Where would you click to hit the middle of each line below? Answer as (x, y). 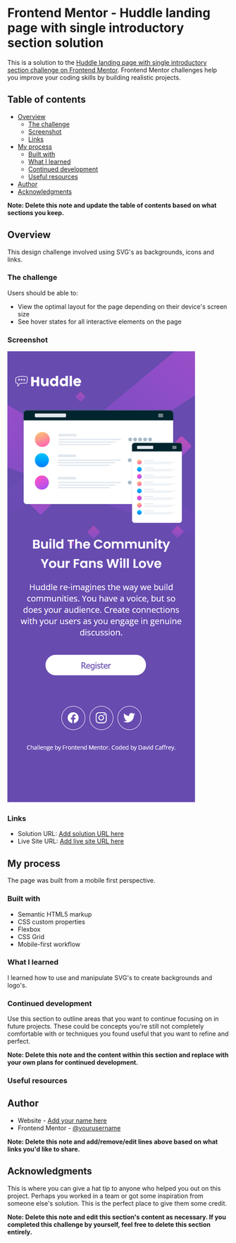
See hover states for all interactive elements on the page (99, 322)
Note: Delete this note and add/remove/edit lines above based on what (113, 1141)
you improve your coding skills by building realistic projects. (94, 77)
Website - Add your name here (62, 1120)
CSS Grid (31, 936)
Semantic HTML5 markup (55, 914)
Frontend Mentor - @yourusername (69, 1128)
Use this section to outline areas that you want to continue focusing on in (113, 1019)
